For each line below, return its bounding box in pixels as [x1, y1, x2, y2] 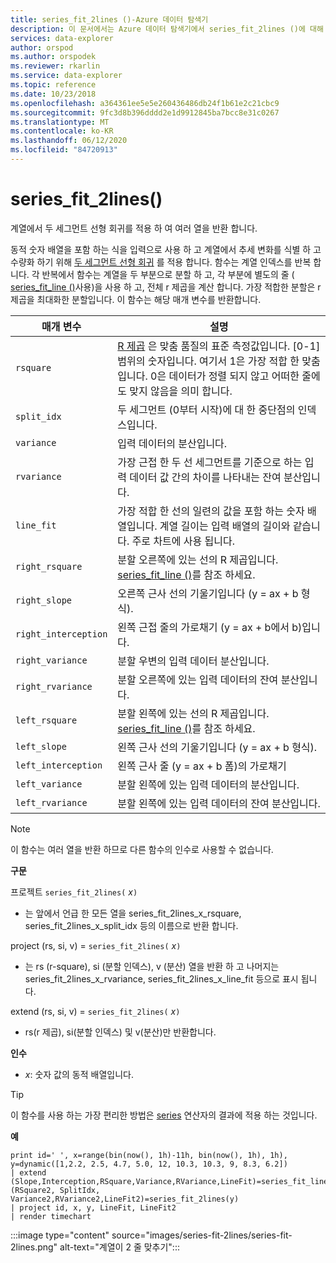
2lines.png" [10, 1241, 58, 1253]
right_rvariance [15, 681, 93, 692]
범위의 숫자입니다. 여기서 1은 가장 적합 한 [117, 354, 300, 368]
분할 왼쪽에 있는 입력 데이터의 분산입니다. [117, 777, 300, 791]
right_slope [15, 594, 73, 606]
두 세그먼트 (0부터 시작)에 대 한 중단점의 [117, 402, 296, 416]
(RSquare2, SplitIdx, [10, 1185, 101, 1195]
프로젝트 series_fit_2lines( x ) [10, 886, 138, 898]
